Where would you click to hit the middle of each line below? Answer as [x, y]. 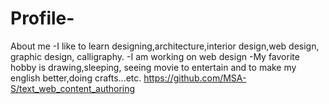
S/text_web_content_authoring [73, 88]
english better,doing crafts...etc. [76, 78]
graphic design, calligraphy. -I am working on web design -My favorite [155, 56]
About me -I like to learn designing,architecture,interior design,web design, [165, 46]
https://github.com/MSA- [195, 78]
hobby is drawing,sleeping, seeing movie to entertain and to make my [153, 67]
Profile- [42, 18]
